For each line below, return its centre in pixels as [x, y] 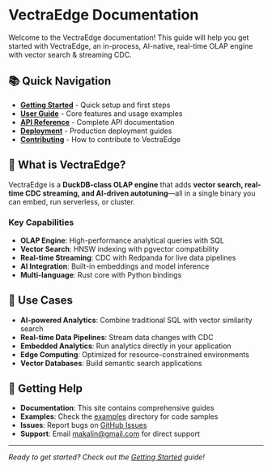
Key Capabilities [41, 222]
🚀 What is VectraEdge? [67, 165]
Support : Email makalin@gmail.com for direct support [110, 434]
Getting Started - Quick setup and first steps [95, 105]
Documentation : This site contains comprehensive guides [117, 408]
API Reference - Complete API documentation [97, 122]
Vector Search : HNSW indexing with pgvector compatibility [119, 248]
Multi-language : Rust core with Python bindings [101, 274]
